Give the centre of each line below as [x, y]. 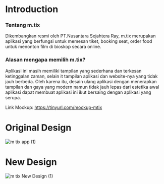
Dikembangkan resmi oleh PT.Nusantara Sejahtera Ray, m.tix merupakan [80, 36]
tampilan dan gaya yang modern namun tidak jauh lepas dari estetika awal [82, 87]
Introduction [32, 9]
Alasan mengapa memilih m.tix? [45, 60]
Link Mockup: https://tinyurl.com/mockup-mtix [54, 107]
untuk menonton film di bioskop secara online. [53, 47]
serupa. [13, 97]
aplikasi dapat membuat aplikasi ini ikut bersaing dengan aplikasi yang [78, 92]
